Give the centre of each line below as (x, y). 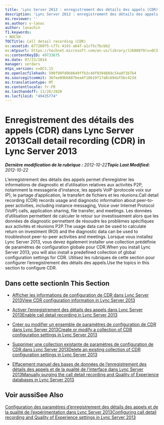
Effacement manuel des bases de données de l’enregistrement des (79, 364)
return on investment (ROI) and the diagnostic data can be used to (72, 232)
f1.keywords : (18, 32)
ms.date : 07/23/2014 (26, 60)
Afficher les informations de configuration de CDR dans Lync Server (80, 295)
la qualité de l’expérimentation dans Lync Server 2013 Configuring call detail (81, 412)
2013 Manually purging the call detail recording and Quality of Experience (85, 374)
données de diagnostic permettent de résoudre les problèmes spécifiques (80, 221)
